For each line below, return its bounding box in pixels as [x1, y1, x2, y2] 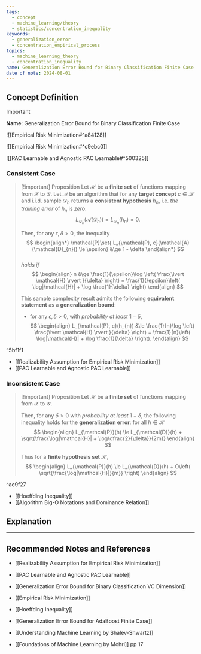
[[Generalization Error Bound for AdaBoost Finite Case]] [14, 617, 153, 625]
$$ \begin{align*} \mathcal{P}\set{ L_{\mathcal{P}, [26, 239, 152, 246]
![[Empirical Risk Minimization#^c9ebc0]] [6, 143, 108, 150]
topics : [6, 48, 26, 54]
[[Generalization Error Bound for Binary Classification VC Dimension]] [14, 583, 187, 590]
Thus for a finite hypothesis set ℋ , [20, 453, 109, 461]
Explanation [6, 516, 52, 526]
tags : [6, 8, 20, 15]
